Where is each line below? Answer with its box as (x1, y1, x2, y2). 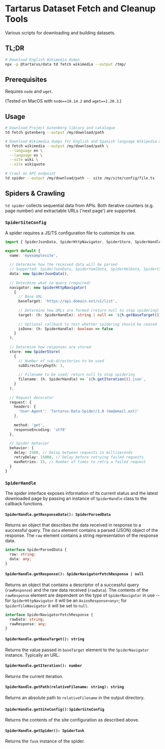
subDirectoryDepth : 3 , (18, 363, 65, 368)
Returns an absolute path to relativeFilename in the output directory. (5, 694, 145, 701)
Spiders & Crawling (5, 189, 65, 198)
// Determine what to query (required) (9, 280, 91, 285)
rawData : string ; (9, 617, 45, 622)
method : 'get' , (14, 422, 45, 427)
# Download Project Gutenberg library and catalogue (5, 125, 115, 131)
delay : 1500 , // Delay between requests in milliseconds (14, 450, 133, 455)
